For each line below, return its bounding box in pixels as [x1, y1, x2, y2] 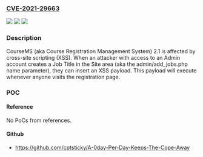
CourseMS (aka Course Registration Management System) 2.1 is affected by [6, 47, 196, 55]
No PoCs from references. [6, 117, 72, 124]
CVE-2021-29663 [6, 4, 60, 13]
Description [6, 34, 42, 42]
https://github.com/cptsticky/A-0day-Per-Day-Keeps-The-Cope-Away [15, 144, 190, 151]
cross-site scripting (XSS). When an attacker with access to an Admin [6, 54, 181, 61]
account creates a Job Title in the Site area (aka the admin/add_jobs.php [6, 60, 188, 68]
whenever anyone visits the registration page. [6, 73, 121, 80]
